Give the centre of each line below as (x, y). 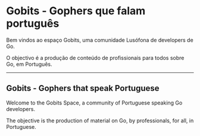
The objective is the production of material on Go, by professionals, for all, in (100, 121)
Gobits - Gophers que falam (76, 11)
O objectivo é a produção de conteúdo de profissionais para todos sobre (95, 58)
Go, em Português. (29, 64)
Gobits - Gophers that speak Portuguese (83, 88)
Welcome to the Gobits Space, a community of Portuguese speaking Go (94, 103)
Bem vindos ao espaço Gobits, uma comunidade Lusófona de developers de (100, 40)
